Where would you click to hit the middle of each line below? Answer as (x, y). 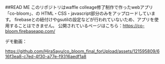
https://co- (134, 26)
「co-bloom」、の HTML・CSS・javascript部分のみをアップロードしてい (78, 13)
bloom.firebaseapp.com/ (30, 31)
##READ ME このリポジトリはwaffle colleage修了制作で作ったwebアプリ (79, 7)
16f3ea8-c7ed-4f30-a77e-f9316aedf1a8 (46, 56)
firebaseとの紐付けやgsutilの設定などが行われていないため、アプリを (84, 19)
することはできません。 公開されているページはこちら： (66, 26)
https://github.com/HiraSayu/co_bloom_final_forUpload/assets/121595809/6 (82, 51)
